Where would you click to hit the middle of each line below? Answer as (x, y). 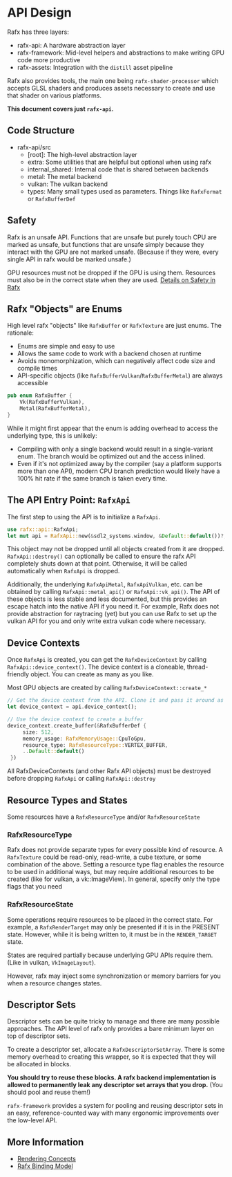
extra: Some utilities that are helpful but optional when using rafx (119, 162)
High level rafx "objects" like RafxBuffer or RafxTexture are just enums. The (115, 326)
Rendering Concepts (46, 1159)
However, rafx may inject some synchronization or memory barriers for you (114, 976)
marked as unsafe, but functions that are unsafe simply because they (106, 244)
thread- (197, 667)
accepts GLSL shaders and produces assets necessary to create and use (111, 88)
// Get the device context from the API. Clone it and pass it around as (116, 701)
